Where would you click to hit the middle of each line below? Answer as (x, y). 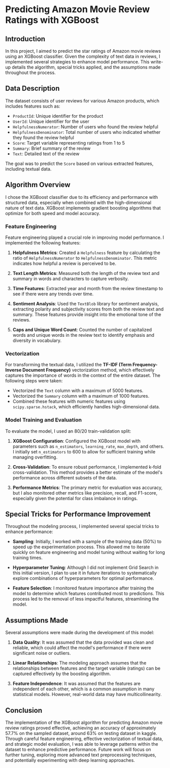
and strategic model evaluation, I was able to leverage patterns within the (82, 744)
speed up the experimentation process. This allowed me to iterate (81, 547)
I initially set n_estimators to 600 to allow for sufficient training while (84, 451)
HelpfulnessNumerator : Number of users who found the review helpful (85, 127)
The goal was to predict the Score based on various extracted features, (79, 163)
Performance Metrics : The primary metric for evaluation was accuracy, (88, 487)
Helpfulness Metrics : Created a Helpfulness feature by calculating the (87, 253)
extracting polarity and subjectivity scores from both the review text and (88, 309)
